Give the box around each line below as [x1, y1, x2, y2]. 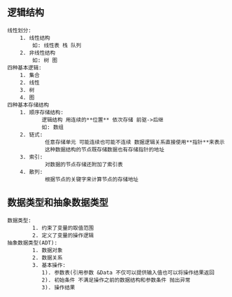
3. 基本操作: [32, 261, 66, 268]
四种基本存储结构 [7, 101, 50, 109]
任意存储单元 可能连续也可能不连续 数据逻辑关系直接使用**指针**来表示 [44, 139, 225, 146]
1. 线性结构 [20, 34, 50, 41]
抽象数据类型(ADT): [7, 239, 58, 247]
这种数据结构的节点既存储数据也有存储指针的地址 [44, 146, 165, 153]
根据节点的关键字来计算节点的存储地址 [44, 176, 138, 183]
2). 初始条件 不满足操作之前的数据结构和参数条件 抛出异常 [41, 276, 191, 284]
